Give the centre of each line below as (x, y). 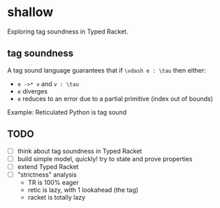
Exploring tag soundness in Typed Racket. (68, 31)
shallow (30, 12)
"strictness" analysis (47, 174)
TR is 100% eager (53, 182)
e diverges (32, 91)
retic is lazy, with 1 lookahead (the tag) (83, 190)
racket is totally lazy (57, 197)
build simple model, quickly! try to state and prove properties (105, 158)
